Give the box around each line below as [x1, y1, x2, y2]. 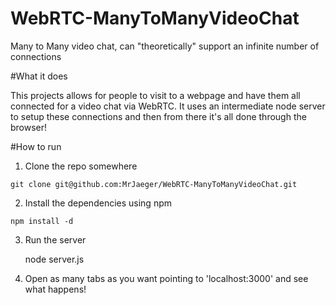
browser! [10, 121, 48, 133]
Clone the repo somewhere [24, 160, 138, 172]
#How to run [10, 140, 62, 152]
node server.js [24, 253, 85, 265]
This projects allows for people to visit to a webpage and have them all [10, 89, 301, 101]
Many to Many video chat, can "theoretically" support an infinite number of [10, 40, 320, 52]
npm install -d [10, 216, 74, 226]
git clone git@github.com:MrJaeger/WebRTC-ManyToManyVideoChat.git [10, 179, 298, 189]
